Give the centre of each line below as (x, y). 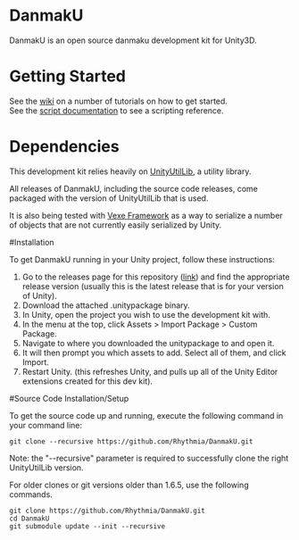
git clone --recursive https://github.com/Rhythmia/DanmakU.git (131, 441)
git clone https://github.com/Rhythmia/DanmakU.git (107, 511)
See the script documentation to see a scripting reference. (117, 110)
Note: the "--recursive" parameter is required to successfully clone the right (149, 458)
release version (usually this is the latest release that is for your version (153, 286)
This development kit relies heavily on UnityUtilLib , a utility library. (130, 171)
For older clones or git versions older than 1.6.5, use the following (129, 485)
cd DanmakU (29, 519)
